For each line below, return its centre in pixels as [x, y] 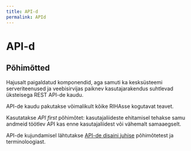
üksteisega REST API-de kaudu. [45, 94]
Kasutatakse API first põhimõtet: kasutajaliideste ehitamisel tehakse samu [96, 117]
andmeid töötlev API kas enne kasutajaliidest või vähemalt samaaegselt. [94, 124]
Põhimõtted [28, 68]
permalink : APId [26, 17]
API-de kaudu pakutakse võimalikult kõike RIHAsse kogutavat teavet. [90, 106]
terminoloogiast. [26, 142]
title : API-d [22, 12]
